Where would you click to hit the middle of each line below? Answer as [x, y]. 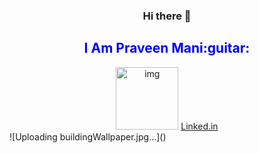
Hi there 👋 [167, 16]
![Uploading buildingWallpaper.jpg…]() [88, 136]
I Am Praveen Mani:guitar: [167, 48]
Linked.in [199, 126]
